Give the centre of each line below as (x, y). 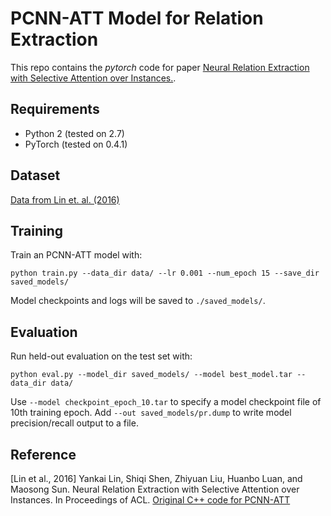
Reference (43, 454)
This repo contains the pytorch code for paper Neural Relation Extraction (160, 67)
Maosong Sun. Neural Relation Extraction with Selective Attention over (155, 489)
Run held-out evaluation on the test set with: (101, 356)
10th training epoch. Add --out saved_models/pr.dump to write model (151, 413)
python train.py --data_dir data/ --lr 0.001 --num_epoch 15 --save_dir (165, 273)
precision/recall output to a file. (74, 423)
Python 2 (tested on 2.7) (74, 133)
